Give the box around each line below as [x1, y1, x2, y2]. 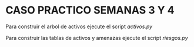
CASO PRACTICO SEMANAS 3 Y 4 [5, 4, 175, 17]
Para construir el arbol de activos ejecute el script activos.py [5, 23, 153, 30]
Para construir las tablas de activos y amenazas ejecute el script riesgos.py [5, 34, 188, 41]
